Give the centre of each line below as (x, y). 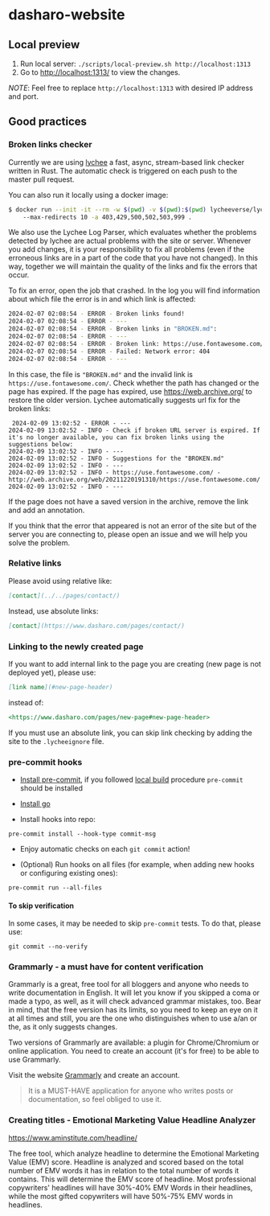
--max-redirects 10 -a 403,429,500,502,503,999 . (108, 217)
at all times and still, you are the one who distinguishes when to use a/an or (133, 1018)
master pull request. (41, 179)
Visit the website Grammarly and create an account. (94, 1075)
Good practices (47, 122)
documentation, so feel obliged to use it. (95, 1099)
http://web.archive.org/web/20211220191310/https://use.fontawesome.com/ (135, 479)
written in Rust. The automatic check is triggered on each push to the (123, 170)
